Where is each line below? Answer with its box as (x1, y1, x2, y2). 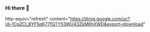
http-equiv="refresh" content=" (5, 16, 70, 22)
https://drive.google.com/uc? (69, 16, 130, 22)
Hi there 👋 (5, 4, 30, 11)
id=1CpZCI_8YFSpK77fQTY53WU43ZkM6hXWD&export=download (5, 21, 143, 27)
